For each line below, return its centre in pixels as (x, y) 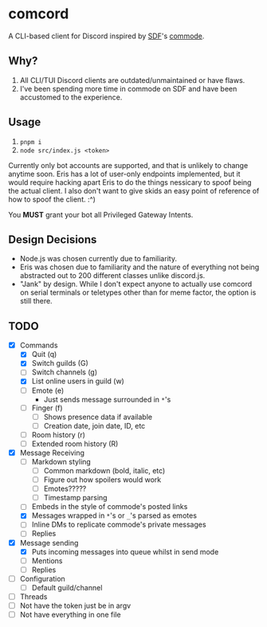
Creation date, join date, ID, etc (94, 425)
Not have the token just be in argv (75, 605)
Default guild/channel (67, 587)
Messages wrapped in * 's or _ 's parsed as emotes (114, 515)
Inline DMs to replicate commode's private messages (119, 525)
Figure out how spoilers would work (102, 480)
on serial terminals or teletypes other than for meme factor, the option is (138, 292)
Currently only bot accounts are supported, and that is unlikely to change (128, 165)
